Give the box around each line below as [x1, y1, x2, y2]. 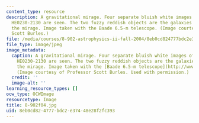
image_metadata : [6, 47, 46, 53]
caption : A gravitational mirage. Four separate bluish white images [11, 53, 187, 59]
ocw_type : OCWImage [6, 91, 54, 97]
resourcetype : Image [6, 96, 57, 102]
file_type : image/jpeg [6, 42, 62, 48]
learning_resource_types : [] [6, 86, 78, 92]
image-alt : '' [11, 80, 46, 86]
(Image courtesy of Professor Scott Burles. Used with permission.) [17, 69, 190, 75]
